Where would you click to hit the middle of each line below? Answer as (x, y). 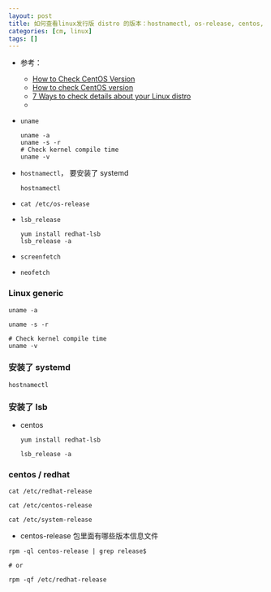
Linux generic (36, 294)
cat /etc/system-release (50, 520)
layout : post (30, 16)
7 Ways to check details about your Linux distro (112, 96)
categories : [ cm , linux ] (50, 31)
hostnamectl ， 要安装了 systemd (74, 173)
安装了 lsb (28, 407)
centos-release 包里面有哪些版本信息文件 (89, 536)
